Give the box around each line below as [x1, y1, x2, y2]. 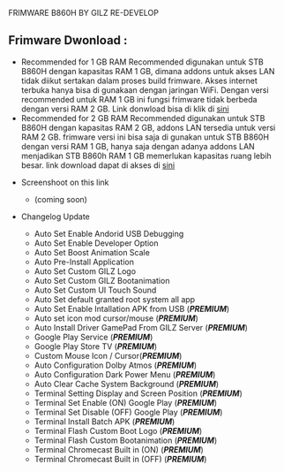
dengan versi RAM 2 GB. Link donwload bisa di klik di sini [20, 103, 230, 114]
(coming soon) [34, 194, 87, 204]
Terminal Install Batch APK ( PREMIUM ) [34, 415, 176, 427]
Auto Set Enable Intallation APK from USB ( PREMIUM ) [34, 303, 230, 314]
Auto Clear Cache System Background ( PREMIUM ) [34, 378, 220, 389]
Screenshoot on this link [20, 177, 109, 187]
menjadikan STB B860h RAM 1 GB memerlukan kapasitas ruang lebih [20, 150, 272, 161]
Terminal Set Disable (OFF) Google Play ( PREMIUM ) [34, 407, 223, 417]
